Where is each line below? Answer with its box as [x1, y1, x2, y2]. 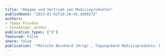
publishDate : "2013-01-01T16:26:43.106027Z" [5, 12, 98, 17]
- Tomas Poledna [5, 20, 38, 26]
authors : [5, 16, 23, 21]
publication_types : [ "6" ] [5, 30, 58, 35]
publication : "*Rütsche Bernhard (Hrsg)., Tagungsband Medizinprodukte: [5, 43, 157, 48]
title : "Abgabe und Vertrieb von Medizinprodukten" [5, 7, 113, 12]
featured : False [5, 35, 38, 39]
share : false [5, 39, 32, 44]
